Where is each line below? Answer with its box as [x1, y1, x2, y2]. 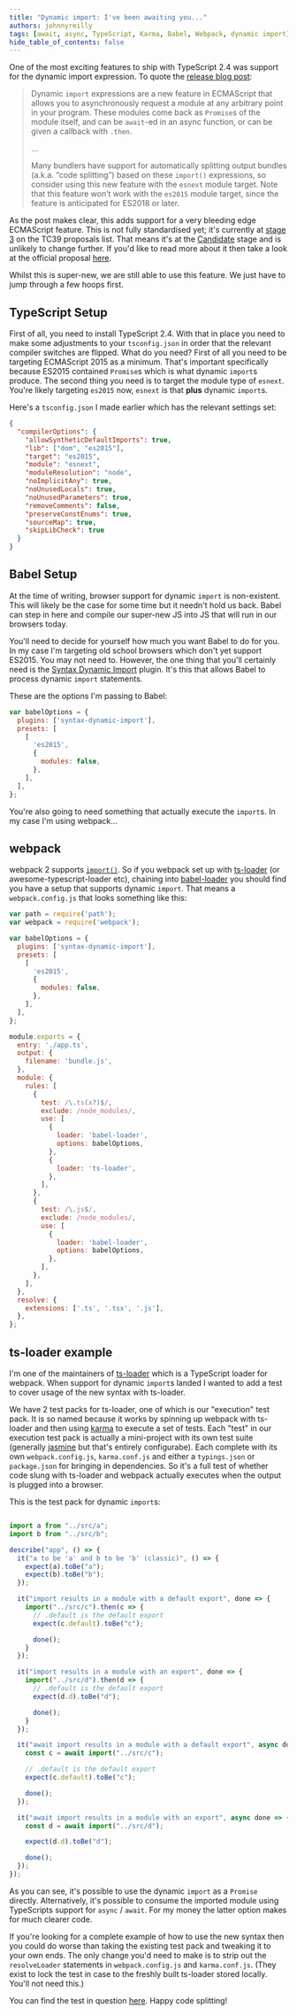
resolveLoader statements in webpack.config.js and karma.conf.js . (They [9, 1959, 277, 1970]
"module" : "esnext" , [25, 460, 101, 469]
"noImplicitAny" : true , [25, 477, 113, 486]
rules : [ [25, 1081, 57, 1090]
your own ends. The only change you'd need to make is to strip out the [9, 1950, 267, 1960]
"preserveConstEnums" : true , [25, 510, 133, 519]
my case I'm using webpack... [9, 815, 118, 826]
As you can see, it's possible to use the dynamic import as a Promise [9, 1886, 258, 1896]
